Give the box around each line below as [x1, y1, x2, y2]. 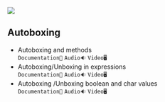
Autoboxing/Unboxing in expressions [17, 62, 127, 71]
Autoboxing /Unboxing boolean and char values [17, 79, 158, 88]
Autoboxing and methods [17, 45, 92, 54]
